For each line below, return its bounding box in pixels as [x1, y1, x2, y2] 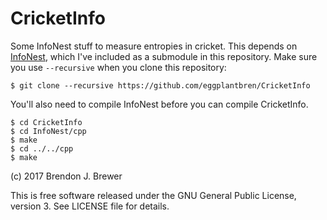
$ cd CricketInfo [10, 117, 83, 127]
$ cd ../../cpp [10, 143, 74, 154]
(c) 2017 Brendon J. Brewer [10, 170, 123, 182]
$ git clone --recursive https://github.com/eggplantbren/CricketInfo [10, 80, 311, 91]
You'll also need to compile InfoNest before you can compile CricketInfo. [10, 98, 309, 110]
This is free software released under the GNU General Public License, [10, 189, 297, 201]
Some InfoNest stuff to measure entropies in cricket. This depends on [10, 40, 298, 52]
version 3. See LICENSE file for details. [10, 200, 170, 212]
